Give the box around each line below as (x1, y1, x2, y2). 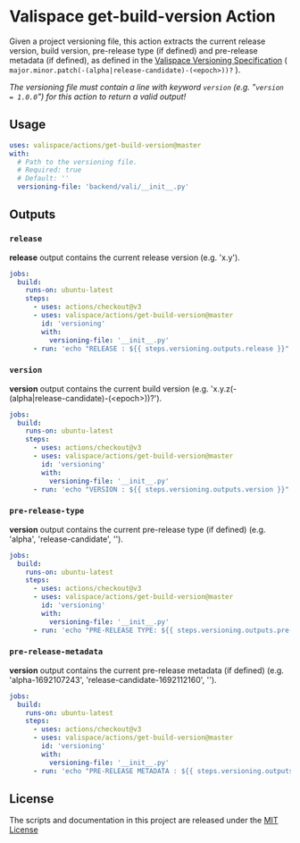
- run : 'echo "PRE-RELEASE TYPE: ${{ (32, 626, 174, 635)
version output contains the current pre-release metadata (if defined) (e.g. (9, 664, 284, 676)
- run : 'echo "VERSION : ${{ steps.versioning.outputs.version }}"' (32, 485, 294, 493)
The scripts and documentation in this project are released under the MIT (9, 815, 279, 826)
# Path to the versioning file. (17, 157, 138, 166)
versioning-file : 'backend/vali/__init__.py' (17, 182, 190, 191)
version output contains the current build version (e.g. (9, 383, 209, 394)
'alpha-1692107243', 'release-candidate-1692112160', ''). (9, 674, 217, 685)
